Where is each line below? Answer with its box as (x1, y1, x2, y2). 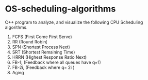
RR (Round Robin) (12, 39, 48, 44)
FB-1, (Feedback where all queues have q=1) (12, 59, 101, 65)
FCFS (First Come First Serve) (12, 34, 72, 40)
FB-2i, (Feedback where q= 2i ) (12, 64, 75, 70)
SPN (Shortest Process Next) (12, 44, 70, 50)
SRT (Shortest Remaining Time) (12, 49, 75, 55)
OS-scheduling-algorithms (5, 3, 116, 14)
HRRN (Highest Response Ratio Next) (12, 54, 87, 60)
